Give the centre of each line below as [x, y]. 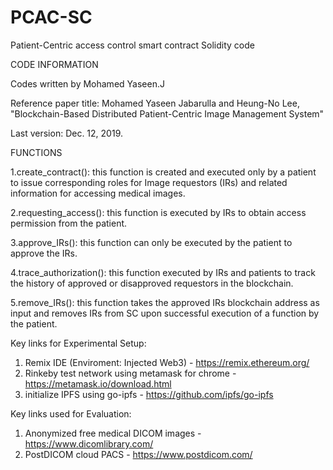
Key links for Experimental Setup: [78, 343]
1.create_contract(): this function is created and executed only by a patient [163, 172]
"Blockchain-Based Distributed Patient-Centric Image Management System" [167, 113]
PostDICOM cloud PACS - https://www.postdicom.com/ [138, 454]
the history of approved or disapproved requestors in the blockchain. [152, 283]
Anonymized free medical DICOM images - [113, 433]
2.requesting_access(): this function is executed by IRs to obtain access [158, 212]
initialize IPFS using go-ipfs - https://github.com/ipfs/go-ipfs [149, 394]
